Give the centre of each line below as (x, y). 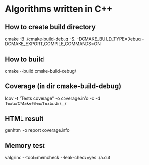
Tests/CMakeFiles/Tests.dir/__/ (36, 103)
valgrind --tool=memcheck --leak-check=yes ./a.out (58, 158)
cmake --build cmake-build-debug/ (41, 71)
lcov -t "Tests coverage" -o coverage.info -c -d (53, 98)
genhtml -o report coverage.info (37, 130)
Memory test (25, 146)
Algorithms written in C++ (59, 9)
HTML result (24, 119)
